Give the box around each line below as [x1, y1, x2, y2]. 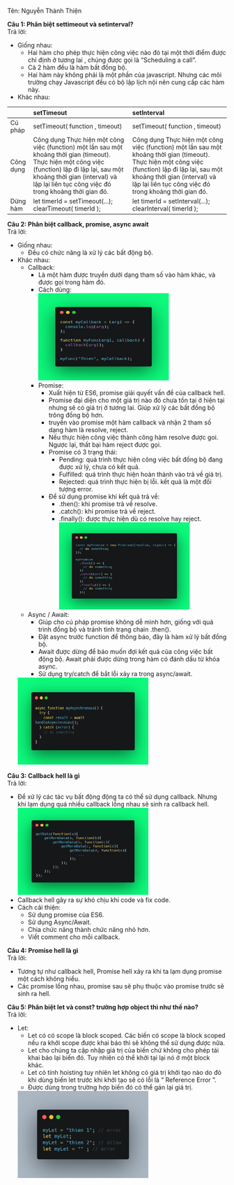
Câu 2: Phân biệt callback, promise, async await [7, 220, 149, 228]
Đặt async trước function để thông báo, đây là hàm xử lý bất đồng [38, 632, 227, 641]
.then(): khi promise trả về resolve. [58, 499, 158, 508]
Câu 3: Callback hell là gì [7, 771, 80, 780]
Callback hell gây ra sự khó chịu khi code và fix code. [17, 896, 171, 904]
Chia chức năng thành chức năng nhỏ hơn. [27, 925, 150, 933]
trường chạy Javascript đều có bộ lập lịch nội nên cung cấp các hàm [27, 78, 225, 86]
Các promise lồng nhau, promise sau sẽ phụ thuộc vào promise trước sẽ [17, 981, 224, 990]
